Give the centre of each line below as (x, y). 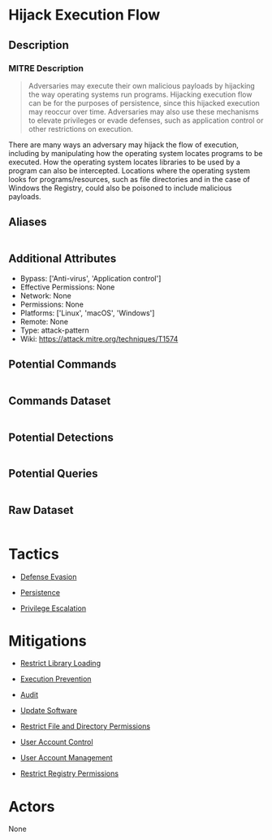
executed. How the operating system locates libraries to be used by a (125, 162)
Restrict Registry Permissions (69, 773)
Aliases (28, 222)
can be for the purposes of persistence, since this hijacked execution (144, 102)
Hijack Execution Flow (84, 15)
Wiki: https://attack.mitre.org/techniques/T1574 (99, 338)
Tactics (34, 554)
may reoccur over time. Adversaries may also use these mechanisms (144, 111)
